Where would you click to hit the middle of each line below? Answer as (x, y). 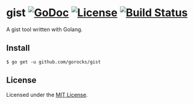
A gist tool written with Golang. (45, 29)
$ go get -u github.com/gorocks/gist (54, 62)
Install (18, 48)
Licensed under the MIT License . (47, 94)
